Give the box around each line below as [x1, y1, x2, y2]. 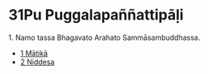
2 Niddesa [19, 57, 55, 67]
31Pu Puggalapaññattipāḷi [8, 6, 184, 24]
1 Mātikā [19, 48, 49, 58]
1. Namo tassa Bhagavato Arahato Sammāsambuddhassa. [8, 33, 201, 42]
